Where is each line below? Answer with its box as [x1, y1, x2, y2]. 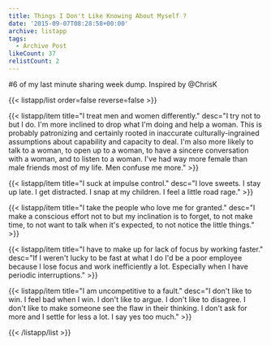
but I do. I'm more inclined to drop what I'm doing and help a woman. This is [8, 119, 262, 129]
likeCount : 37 [8, 50, 57, 58]
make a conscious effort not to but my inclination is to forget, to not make [8, 211, 253, 221]
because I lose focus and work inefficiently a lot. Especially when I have [8, 261, 249, 271]
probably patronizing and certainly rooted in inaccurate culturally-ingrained [8, 127, 260, 138]
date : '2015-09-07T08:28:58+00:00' [8, 19, 129, 28]
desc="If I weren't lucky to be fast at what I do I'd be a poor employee [8, 252, 243, 262]
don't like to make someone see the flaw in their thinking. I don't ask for [8, 303, 247, 313]
